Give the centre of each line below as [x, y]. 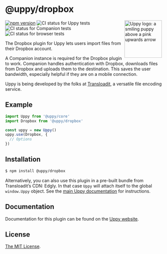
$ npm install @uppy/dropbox [35, 171]
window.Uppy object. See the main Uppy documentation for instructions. [78, 191]
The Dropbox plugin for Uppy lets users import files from [63, 43]
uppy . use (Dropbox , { [27, 135]
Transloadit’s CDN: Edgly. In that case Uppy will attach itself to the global [79, 186]
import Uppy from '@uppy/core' [38, 116]
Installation [23, 159]
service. [13, 89]
